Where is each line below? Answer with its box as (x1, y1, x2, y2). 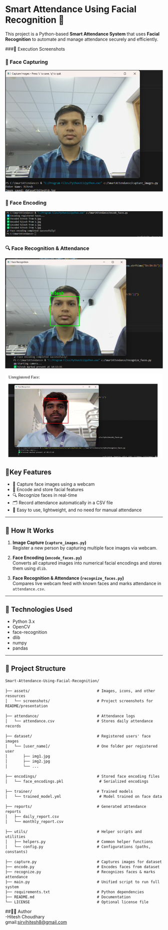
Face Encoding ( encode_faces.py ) (12, 554, 82, 561)
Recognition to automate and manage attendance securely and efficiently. (5, 36, 158, 42)
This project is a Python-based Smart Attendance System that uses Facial (5, 31, 160, 37)
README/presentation (5, 703, 48, 708)
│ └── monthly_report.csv (5, 819, 64, 824)
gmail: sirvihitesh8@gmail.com (5, 919, 67, 925)
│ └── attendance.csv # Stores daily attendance (5, 718, 153, 723)
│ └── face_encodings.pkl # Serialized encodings (5, 779, 149, 784)
